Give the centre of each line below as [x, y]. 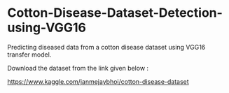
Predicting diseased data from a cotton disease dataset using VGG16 [106, 47]
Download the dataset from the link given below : [78, 68]
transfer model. [29, 55]
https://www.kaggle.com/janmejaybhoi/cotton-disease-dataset [98, 81]
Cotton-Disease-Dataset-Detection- [115, 13]
